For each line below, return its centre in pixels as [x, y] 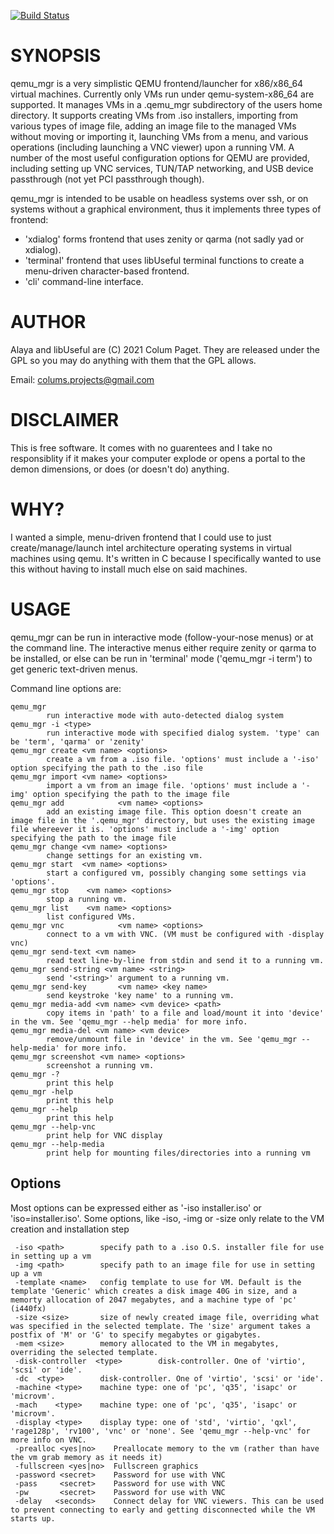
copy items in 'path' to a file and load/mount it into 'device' [185, 1013]
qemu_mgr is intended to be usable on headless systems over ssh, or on [159, 198]
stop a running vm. [87, 899]
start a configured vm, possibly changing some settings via [176, 873]
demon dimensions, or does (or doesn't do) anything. [120, 469]
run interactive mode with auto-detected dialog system [165, 715]
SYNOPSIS [56, 56]
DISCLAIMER [65, 420]
